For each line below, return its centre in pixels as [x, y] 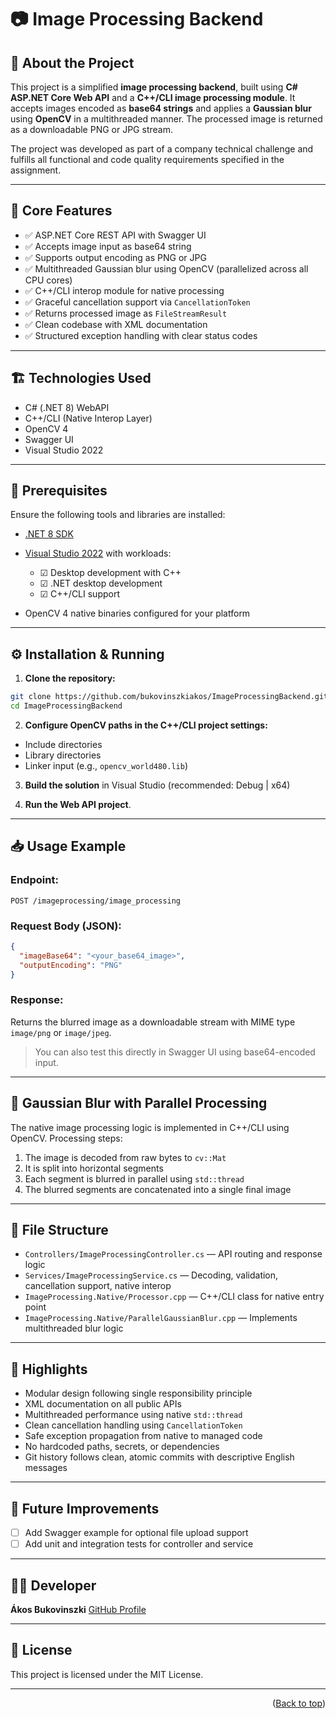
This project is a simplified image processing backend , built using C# [154, 87]
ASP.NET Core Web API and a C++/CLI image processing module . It [153, 97]
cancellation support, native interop [98, 1286]
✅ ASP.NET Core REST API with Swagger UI [115, 235]
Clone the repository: [70, 678]
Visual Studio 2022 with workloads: [98, 553]
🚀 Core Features [61, 211]
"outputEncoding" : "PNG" [71, 965]
